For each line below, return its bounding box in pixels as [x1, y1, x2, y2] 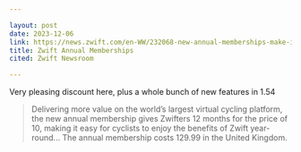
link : [9, 38, 30, 46]
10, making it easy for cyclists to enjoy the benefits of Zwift [30, 122, 249, 134]
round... [30, 132, 61, 143]
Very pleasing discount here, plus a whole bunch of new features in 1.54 [9, 87, 276, 97]
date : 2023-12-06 [9, 29, 74, 38]
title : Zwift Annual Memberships [9, 46, 134, 55]
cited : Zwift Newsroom [9, 55, 94, 63]
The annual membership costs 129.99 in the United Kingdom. [62, 132, 288, 143]
